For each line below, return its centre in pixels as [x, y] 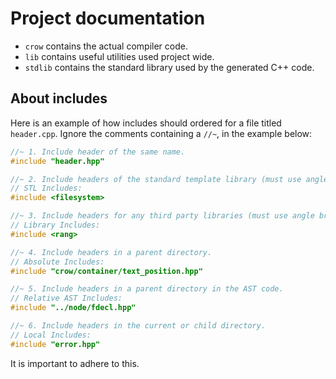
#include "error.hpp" [55, 344]
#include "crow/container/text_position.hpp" [106, 271]
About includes [59, 98]
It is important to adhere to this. [75, 363]
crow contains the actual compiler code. [106, 46]
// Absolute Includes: [57, 262]
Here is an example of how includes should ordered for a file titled [146, 123]
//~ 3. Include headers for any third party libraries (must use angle [162, 216]
